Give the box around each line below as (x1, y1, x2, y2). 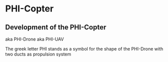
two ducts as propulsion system (5, 51, 71, 57)
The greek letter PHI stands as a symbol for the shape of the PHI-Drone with (5, 46, 163, 51)
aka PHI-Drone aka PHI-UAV (5, 36, 64, 42)
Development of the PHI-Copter (5, 23, 107, 31)
